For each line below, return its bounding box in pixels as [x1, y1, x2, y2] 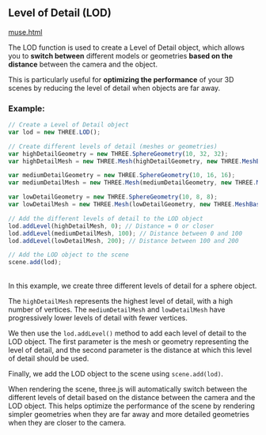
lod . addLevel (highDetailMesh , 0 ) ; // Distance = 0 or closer [8, 221, 215, 230]
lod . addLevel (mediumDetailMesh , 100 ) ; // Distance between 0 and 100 [8, 229, 243, 237]
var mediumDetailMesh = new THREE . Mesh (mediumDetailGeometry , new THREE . [8, 179, 257, 187]
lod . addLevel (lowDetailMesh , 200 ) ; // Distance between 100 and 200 [8, 236, 239, 244]
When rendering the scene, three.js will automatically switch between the [8, 384, 248, 394]
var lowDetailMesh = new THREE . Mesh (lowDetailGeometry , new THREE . [8, 201, 236, 209]
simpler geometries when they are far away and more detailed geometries [8, 410, 249, 419]
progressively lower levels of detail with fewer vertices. [8, 313, 188, 323]
